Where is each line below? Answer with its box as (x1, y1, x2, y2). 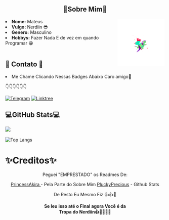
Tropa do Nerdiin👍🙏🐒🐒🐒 (59, 209, 111, 215)
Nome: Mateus (12, 18, 43, 24)
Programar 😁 (5, 40, 34, 46)
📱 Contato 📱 (5, 60, 44, 69)
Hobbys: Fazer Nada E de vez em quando (12, 34, 99, 40)
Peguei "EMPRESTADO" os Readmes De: (42, 171, 128, 178)
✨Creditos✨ (5, 155, 57, 166)
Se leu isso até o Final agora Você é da (44, 203, 126, 209)
